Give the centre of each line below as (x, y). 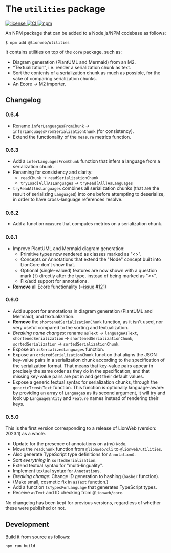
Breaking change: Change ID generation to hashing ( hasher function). (86, 476)
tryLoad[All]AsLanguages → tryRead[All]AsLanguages (77, 183)
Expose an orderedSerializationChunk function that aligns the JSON (85, 354)
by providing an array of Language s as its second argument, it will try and (89, 393)
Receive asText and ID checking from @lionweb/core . (68, 493)
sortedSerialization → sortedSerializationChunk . (66, 344)
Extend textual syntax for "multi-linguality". (58, 466)
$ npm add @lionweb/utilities (38, 42)
